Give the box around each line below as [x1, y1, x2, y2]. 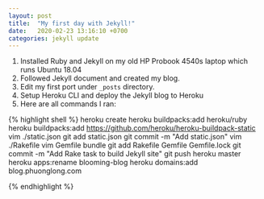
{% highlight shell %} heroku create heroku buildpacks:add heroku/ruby [8, 114, 248, 125]
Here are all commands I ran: [19, 99, 117, 109]
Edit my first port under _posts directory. [19, 82, 155, 92]
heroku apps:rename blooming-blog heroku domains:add [8, 158, 199, 168]
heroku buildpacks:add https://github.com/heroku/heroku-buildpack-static [8, 123, 256, 133]
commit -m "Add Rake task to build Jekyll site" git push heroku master [8, 149, 241, 159]
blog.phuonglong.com [8, 166, 82, 176]
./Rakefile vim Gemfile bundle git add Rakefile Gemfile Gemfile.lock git [8, 140, 241, 150]
